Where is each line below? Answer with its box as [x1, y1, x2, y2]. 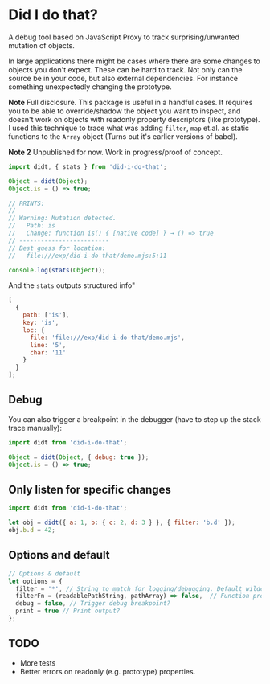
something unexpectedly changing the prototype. [8, 82, 172, 92]
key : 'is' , [22, 319, 59, 327]
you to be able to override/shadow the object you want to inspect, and [8, 106, 241, 116]
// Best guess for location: [8, 244, 106, 252]
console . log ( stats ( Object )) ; [8, 266, 106, 274]
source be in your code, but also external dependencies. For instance [8, 73, 239, 83]
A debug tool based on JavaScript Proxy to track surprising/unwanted [8, 32, 239, 42]
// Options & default [8, 569, 81, 578]
